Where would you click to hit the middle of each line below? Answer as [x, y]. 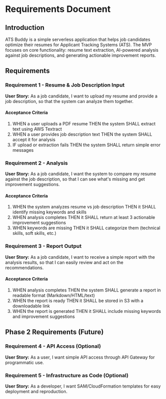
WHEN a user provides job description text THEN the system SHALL [82, 134]
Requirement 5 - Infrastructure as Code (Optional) [67, 375]
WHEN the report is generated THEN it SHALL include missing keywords [86, 311]
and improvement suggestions [44, 316]
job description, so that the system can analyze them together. [69, 101]
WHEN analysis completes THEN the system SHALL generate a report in [86, 290]
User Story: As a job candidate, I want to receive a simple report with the [80, 257]
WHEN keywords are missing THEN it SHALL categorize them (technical [86, 228]
